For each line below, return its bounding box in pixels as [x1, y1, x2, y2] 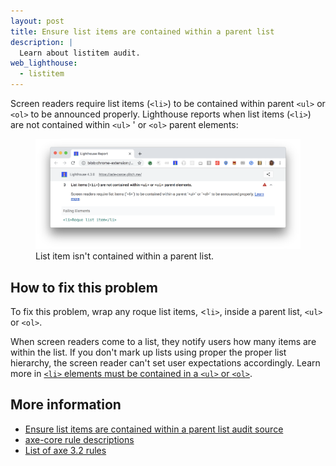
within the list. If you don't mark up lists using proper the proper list [10, 346, 287, 358]
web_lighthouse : [10, 58, 78, 69]
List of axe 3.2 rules [24, 444, 107, 456]
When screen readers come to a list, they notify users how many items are [10, 335, 317, 347]
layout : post [10, 16, 65, 26]
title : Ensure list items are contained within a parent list [10, 26, 275, 37]
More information [10, 396, 122, 414]
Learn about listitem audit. [19, 48, 141, 58]
